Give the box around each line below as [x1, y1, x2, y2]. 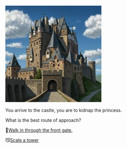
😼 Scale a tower [5, 137, 39, 143]
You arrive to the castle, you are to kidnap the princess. [5, 107, 122, 113]
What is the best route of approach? [5, 117, 81, 123]
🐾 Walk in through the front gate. [5, 127, 73, 133]
